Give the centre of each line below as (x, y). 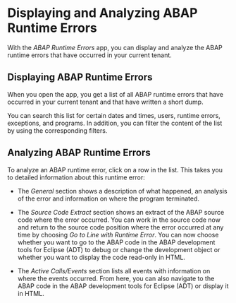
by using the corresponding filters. (57, 130)
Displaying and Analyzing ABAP (103, 13)
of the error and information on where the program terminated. (108, 198)
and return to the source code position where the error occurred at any (120, 227)
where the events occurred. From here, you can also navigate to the (116, 278)
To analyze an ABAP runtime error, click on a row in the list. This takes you (115, 170)
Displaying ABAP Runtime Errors (80, 77)
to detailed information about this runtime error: (76, 177)
